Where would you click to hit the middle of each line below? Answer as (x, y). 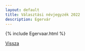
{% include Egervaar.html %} (35, 34)
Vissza (12, 43)
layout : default (22, 10)
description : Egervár (28, 19)
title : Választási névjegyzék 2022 (43, 15)
